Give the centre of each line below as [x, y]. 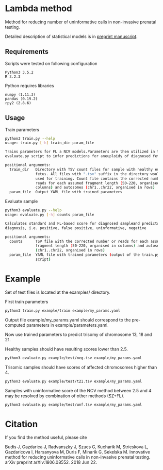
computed [15, 325]
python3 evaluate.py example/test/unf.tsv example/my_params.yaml [73, 404]
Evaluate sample [21, 201]
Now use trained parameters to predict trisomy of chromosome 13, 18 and [79, 334]
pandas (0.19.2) [21, 99]
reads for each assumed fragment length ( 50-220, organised [98, 183]
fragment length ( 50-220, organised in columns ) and [90, 246]
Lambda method [39, 8]
